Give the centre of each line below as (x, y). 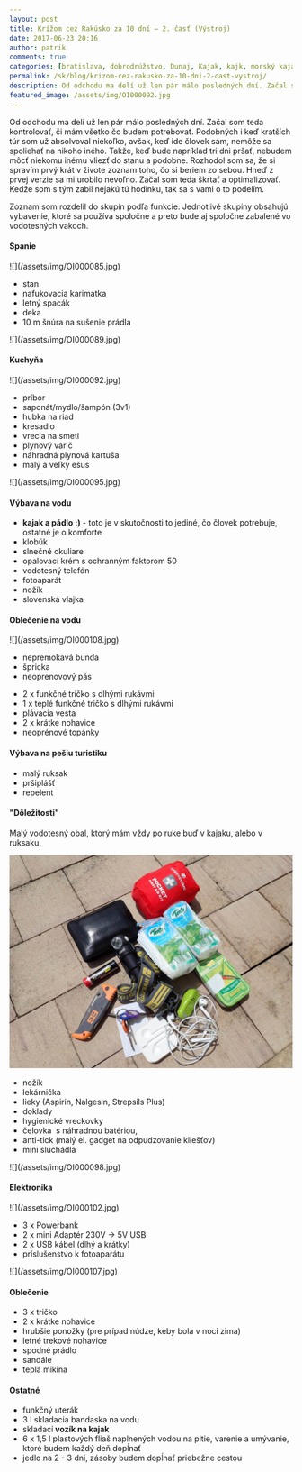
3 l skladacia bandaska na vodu (80, 1420)
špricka (36, 667)
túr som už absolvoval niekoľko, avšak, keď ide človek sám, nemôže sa (141, 141)
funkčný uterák (50, 1410)
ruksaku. (26, 842)
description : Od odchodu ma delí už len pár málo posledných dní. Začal (148, 86)
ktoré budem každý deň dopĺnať (82, 1449)
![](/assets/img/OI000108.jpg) (64, 640)
